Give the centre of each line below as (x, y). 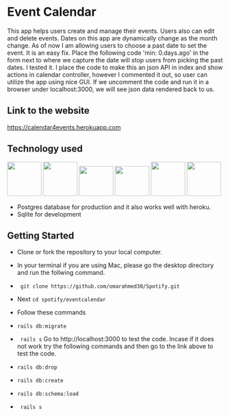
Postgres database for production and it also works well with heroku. (114, 207)
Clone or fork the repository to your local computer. (89, 252)
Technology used (45, 149)
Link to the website (49, 111)
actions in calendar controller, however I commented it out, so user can (107, 74)
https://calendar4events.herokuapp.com (64, 127)
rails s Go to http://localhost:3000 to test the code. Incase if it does (117, 339)
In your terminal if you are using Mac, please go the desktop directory (115, 265)
